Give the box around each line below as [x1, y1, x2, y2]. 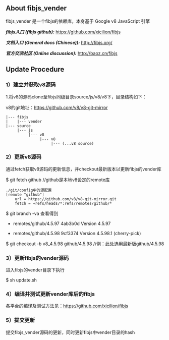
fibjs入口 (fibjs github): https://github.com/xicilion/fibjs [6, 29, 121, 35]
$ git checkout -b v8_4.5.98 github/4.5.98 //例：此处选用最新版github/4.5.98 [6, 241, 164, 247]
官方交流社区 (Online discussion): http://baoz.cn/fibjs [6, 50, 118, 56]
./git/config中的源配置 [6, 188, 52, 193]
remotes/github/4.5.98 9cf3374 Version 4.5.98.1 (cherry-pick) [13, 230, 141, 236]
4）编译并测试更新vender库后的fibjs [6, 291, 95, 298]
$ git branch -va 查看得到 [6, 210, 59, 216]
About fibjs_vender [6, 4, 67, 13]
